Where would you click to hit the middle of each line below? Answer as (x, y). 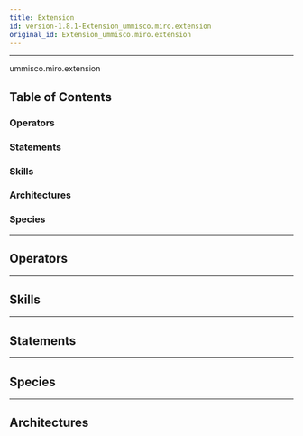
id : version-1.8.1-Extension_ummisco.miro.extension (110, 26)
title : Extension (42, 18)
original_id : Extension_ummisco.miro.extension (101, 34)
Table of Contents (61, 97)
